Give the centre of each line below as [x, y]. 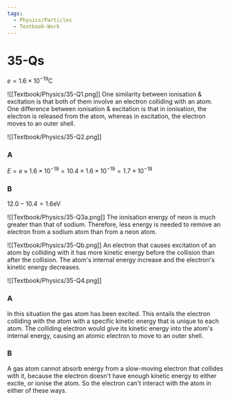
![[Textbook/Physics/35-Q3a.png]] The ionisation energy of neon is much [111, 217]
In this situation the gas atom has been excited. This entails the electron [109, 313]
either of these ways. [37, 390]
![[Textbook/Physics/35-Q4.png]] [54, 281]
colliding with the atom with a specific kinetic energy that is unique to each [113, 321]
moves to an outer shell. [41, 123]
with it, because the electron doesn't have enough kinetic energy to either [112, 375]
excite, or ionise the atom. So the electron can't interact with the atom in [109, 383]
